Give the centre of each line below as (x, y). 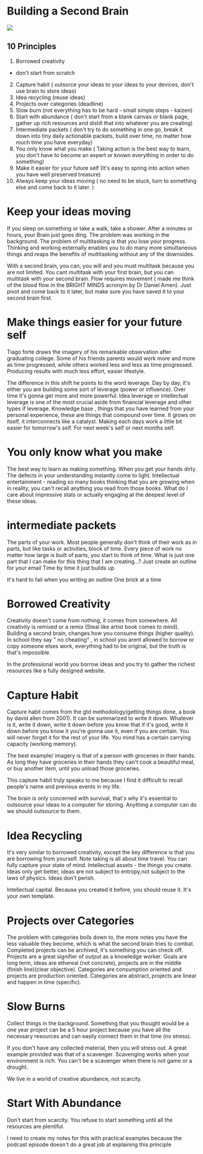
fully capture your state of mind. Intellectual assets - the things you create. (100, 865)
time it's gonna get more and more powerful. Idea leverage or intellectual (98, 395)
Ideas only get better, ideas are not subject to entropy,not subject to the (96, 872)
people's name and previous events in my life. (64, 787)
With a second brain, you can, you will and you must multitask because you (101, 266)
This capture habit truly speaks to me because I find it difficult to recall (95, 780)
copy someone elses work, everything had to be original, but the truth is (96, 646)
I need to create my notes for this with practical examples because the (94, 1138)
